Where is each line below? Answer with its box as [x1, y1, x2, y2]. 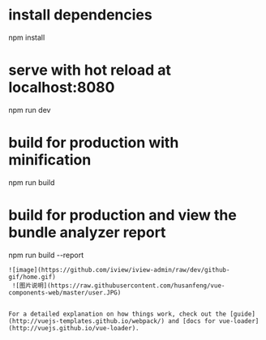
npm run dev [8, 105, 51, 114]
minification [8, 151, 92, 170]
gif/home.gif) [8, 273, 57, 281]
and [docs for [167, 316, 217, 325]
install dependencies [8, 6, 152, 24]
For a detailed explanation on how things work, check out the [8, 310, 227, 318]
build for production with [8, 134, 179, 152]
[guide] [230, 310, 255, 318]
